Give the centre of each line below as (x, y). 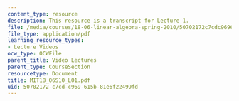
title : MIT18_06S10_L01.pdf (49, 80)
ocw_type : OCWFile (34, 54)
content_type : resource (43, 14)
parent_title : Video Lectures (52, 60)
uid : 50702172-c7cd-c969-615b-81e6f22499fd (73, 87)
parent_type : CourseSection (49, 67)
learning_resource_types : (46, 41)
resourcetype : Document (43, 73)
